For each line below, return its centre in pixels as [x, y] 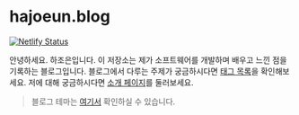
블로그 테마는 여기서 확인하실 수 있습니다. [103, 102]
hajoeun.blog [60, 17]
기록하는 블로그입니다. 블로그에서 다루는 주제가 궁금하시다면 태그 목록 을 [134, 71]
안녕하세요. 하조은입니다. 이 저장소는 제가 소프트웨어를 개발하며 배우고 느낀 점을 [148, 59]
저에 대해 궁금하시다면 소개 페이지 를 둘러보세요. [111, 82]
